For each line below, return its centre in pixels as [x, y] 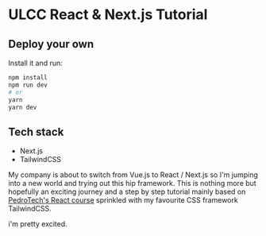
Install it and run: [36, 63]
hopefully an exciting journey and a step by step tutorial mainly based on [127, 192]
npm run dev [28, 85]
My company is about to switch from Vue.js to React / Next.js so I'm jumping [133, 175]
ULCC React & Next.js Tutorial [108, 15]
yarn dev [23, 107]
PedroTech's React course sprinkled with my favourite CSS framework [123, 200]
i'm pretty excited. [38, 224]
